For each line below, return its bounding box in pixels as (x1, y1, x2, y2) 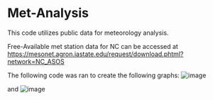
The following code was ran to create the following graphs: (7, 71, 180, 79)
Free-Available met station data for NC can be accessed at (7, 42, 179, 50)
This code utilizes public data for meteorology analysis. (7, 28, 169, 37)
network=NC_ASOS (7, 57, 65, 65)
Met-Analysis (7, 5, 89, 21)
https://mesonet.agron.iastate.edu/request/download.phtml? (7, 50, 184, 58)
